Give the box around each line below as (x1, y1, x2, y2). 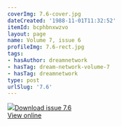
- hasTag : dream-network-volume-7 (7, 63, 111, 70)
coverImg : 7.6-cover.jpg (7, 10, 81, 18)
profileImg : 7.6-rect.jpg (7, 43, 84, 51)
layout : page (7, 30, 46, 38)
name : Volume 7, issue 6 (7, 37, 81, 44)
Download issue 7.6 (14, 104, 72, 112)
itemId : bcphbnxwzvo (7, 23, 69, 31)
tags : (7, 51, 24, 58)
